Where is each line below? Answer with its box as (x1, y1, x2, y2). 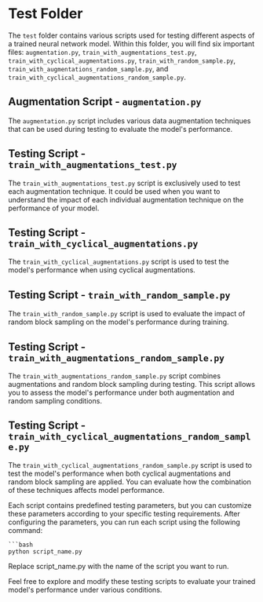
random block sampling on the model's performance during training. (8, 317, 229, 327)
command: (8, 525, 43, 535)
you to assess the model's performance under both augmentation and (8, 388, 235, 397)
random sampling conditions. (8, 396, 102, 405)
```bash (8, 541, 34, 549)
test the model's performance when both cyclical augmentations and (8, 469, 232, 478)
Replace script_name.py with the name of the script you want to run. (8, 561, 229, 571)
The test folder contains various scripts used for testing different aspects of (8, 31, 255, 40)
